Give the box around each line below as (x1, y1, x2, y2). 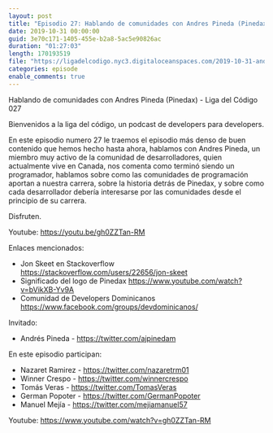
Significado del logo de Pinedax (19, 276, 128, 286)
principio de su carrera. (8, 195, 87, 205)
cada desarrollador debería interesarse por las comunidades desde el (8, 186, 241, 196)
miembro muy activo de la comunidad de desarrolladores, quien (8, 152, 222, 162)
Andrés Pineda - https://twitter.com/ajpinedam (19, 333, 176, 343)
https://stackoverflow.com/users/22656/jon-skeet (19, 267, 188, 277)
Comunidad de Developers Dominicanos (19, 293, 156, 303)
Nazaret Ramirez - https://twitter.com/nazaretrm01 (19, 365, 189, 374)
